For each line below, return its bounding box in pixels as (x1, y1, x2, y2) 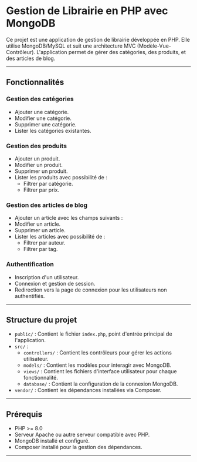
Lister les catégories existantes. (14, 127, 92, 134)
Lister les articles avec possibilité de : (14, 233, 106, 240)
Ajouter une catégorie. (14, 108, 69, 115)
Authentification (6, 260, 54, 269)
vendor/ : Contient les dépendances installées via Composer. (14, 387, 162, 394)
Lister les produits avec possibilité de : (14, 173, 107, 180)
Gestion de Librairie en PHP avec (6, 4, 168, 18)
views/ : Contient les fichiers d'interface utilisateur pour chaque (23, 368, 177, 375)
